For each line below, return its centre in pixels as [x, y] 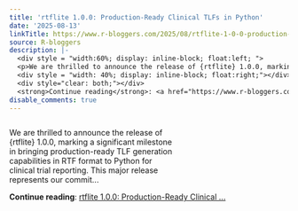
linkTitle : [29, 34]
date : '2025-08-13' [45, 26]
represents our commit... [54, 180]
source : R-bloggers [45, 42]
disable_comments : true [53, 100]
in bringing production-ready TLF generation [91, 152]
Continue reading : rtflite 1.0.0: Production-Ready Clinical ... [118, 197]
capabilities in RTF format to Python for [81, 161]
